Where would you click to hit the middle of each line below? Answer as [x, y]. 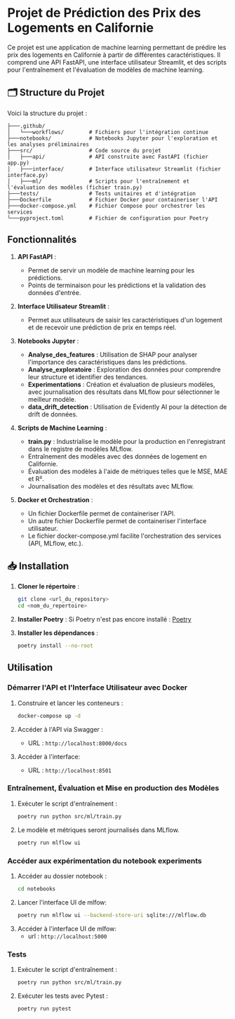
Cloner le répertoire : [48, 586]
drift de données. [53, 414]
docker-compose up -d [49, 716]
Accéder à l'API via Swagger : [60, 729]
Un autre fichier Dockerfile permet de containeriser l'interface [117, 520]
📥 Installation [38, 566]
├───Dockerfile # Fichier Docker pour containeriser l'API [113, 199]
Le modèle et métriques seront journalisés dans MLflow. [99, 829]
